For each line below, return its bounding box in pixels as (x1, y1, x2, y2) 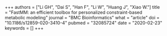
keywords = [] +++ (5, 25, 44, 31)
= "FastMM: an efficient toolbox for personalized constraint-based (5, 9, 142, 15)
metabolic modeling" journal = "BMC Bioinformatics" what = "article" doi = (5, 15, 160, 20)
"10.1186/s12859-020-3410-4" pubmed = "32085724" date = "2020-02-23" (5, 20, 162, 26)
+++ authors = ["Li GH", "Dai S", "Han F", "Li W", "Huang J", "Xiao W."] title (5, 4, 160, 10)
